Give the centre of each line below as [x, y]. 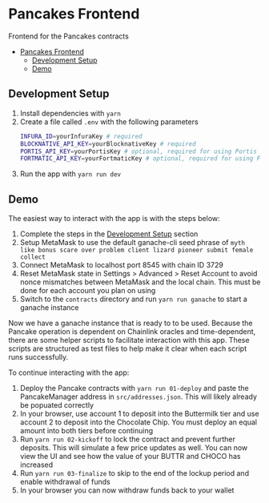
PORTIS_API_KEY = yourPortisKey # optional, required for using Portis [139, 151]
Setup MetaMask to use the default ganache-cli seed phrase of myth [132, 243]
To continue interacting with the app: [69, 372]
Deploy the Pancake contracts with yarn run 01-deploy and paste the [134, 388]
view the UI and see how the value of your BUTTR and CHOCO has [130, 457]
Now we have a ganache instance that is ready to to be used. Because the [131, 323]
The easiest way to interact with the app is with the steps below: [114, 219]
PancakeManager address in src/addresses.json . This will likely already [139, 396]
